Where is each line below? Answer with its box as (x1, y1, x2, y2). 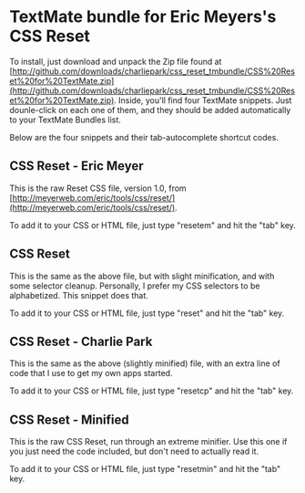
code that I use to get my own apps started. (9, 368, 173, 379)
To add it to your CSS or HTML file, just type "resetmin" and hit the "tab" (9, 464, 281, 475)
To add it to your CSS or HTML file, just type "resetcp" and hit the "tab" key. (9, 385, 294, 396)
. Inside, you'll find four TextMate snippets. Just (113, 94, 292, 106)
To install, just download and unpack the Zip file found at (9, 56, 222, 67)
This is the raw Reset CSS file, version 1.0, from (9, 183, 187, 194)
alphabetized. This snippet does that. (9, 289, 148, 300)
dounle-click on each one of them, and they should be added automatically (9, 104, 291, 115)
